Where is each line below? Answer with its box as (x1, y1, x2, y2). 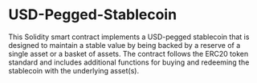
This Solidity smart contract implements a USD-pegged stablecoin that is (8, 32, 250, 41)
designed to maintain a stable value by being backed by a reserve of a (8, 40, 241, 49)
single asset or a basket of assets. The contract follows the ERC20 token (8, 49, 249, 58)
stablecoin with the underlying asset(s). (8, 65, 139, 75)
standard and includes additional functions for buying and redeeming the (8, 57, 250, 67)
